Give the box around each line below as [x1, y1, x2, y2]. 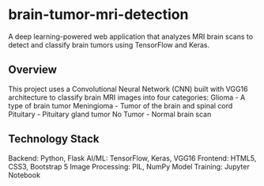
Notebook [8, 170, 41, 180]
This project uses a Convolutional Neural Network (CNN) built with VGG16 [8, 84, 248, 93]
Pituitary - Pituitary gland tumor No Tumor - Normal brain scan [8, 109, 212, 119]
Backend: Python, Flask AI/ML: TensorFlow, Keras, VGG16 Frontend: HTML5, [8, 153, 257, 163]
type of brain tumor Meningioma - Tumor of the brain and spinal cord [8, 101, 233, 110]
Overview [8, 63, 58, 77]
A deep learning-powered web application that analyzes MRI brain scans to [8, 32, 254, 41]
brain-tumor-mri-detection [8, 6, 189, 24]
